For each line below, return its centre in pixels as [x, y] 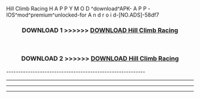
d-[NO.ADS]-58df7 [136, 15]
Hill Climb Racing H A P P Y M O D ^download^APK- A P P [76, 9]
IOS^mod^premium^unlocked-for [46, 15]
